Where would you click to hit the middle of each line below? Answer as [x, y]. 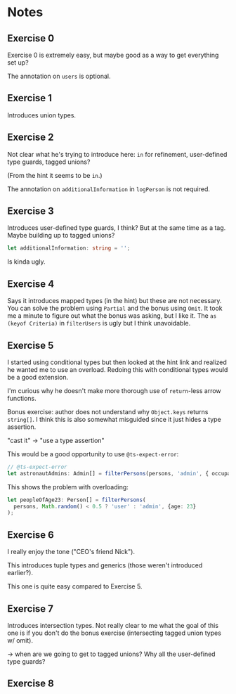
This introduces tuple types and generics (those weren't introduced [105, 565]
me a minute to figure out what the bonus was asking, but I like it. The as [112, 316]
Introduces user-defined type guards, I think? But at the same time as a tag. [117, 228]
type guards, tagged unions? [49, 162]
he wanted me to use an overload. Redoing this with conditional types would [118, 369]
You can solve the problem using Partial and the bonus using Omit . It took [115, 308]
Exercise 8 [31, 684]
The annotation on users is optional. [59, 76]
